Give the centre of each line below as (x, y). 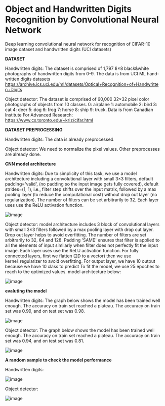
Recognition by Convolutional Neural (82, 20)
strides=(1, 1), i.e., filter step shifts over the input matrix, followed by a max (81, 189)
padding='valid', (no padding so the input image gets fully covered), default (82, 184)
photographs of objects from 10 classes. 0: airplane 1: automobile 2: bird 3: (81, 104)
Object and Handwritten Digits (68, 9)
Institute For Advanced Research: (39, 115)
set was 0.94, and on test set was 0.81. (45, 341)
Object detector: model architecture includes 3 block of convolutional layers (82, 224)
